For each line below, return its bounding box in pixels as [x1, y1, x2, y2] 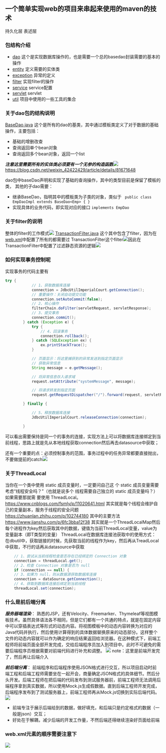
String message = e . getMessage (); [31, 365, 103, 370]
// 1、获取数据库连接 [31, 282, 70, 288]
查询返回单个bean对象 [12, 145, 58, 151]
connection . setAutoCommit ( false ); [31, 296, 103, 302]
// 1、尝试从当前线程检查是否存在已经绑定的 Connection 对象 [14, 554, 127, 559]
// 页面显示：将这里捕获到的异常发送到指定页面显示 [31, 356, 123, 361]
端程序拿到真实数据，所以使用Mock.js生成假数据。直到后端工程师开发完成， [5, 683, 160, 689]
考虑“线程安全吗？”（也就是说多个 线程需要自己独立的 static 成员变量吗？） [5, 488, 158, 494]
